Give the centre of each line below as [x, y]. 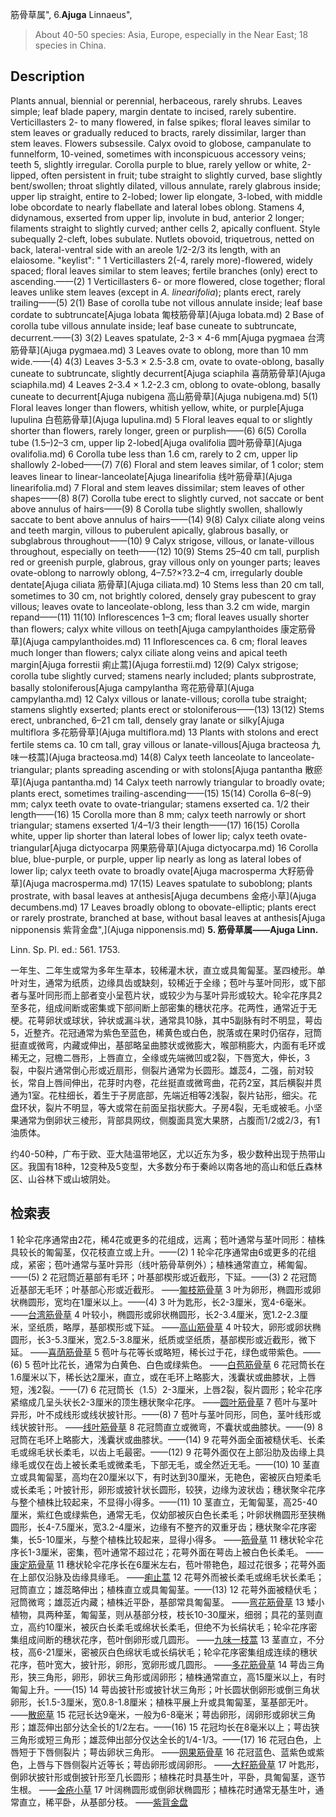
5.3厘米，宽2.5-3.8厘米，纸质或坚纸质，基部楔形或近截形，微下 [185, 1339]
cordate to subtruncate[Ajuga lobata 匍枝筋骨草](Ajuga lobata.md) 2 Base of [167, 314]
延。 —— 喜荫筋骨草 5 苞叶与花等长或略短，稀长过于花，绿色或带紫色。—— [166, 1352]
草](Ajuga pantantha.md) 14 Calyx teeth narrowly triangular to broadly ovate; [168, 782]
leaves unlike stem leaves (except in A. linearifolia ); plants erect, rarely [156, 292]
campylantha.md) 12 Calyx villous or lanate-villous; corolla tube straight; [159, 699]
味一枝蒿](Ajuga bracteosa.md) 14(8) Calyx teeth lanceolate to [138, 757]
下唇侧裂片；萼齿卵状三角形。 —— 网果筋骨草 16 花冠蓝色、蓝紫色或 [176, 1752]
